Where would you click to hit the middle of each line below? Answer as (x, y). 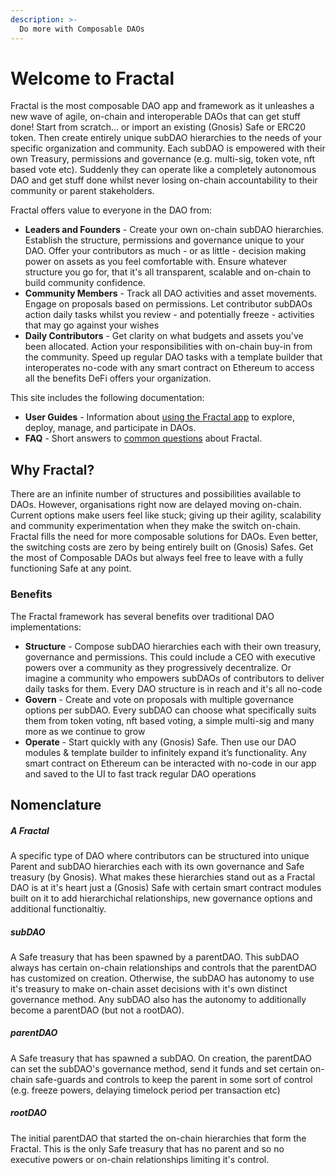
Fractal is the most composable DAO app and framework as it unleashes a (162, 106)
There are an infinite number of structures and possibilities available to (156, 494)
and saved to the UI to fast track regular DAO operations (140, 773)
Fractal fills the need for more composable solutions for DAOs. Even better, (164, 537)
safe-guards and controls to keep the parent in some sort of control (173, 1079)
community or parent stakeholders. (82, 191)
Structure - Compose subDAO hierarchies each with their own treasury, (173, 646)
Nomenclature (56, 804)
